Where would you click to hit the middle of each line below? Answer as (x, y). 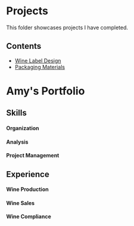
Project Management (33, 156)
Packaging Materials (40, 67)
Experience (28, 174)
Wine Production (27, 190)
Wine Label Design (38, 60)
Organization (23, 128)
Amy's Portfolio (46, 91)
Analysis (17, 142)
